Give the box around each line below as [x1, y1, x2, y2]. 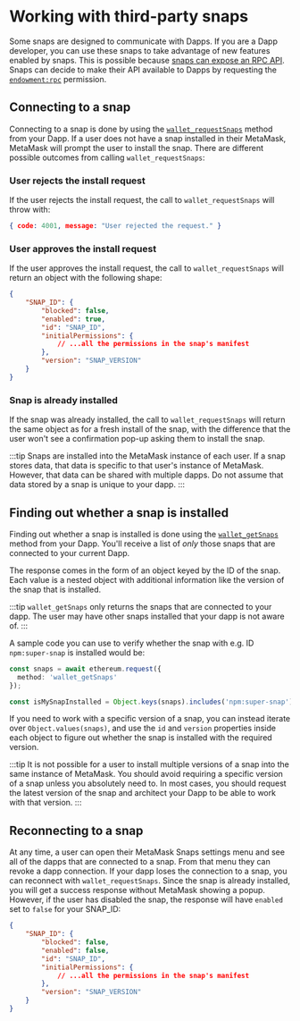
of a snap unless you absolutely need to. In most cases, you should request [9, 778, 287, 789]
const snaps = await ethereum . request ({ [9, 664, 162, 673]
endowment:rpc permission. [9, 73, 107, 84]
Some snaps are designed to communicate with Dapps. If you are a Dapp [9, 36, 279, 46]
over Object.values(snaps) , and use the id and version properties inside [9, 722, 277, 734]
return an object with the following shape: [9, 273, 162, 283]
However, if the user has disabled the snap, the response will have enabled [9, 894, 284, 905]
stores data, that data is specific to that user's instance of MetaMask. [9, 460, 264, 471]
